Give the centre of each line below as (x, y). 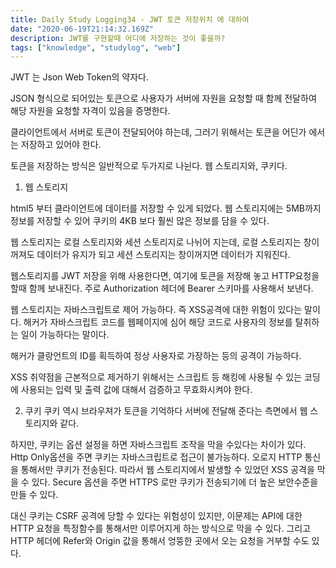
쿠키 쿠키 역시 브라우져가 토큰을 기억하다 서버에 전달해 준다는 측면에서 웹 (166, 411)
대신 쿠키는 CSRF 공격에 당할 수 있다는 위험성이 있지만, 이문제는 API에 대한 (156, 516)
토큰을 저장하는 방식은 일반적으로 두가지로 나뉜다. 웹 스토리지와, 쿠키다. (149, 166)
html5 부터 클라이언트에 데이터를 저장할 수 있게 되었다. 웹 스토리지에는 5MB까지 (166, 208)
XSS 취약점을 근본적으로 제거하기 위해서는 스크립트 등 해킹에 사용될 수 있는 (156, 377)
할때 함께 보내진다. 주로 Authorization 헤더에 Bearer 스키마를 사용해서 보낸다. (162, 288)
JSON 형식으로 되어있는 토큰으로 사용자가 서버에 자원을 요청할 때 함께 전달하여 (163, 98)
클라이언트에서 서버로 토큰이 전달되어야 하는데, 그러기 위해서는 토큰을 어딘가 (158, 132)
